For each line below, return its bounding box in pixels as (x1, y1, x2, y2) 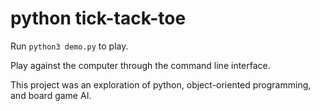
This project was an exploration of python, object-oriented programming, (10, 78, 312, 91)
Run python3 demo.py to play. (10, 40, 129, 52)
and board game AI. (10, 89, 92, 101)
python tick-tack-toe (10, 7, 187, 30)
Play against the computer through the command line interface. (10, 59, 271, 71)
